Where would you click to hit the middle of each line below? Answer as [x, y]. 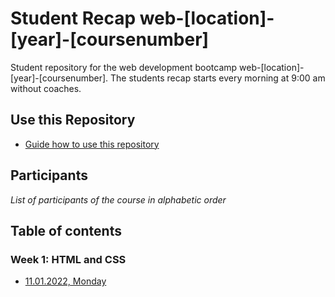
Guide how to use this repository [92, 144]
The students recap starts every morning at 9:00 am [218, 78]
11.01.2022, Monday [65, 281]
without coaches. [46, 88]
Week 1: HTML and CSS [68, 259]
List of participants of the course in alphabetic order [118, 199]
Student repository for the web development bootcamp [124, 67]
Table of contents [66, 230]
